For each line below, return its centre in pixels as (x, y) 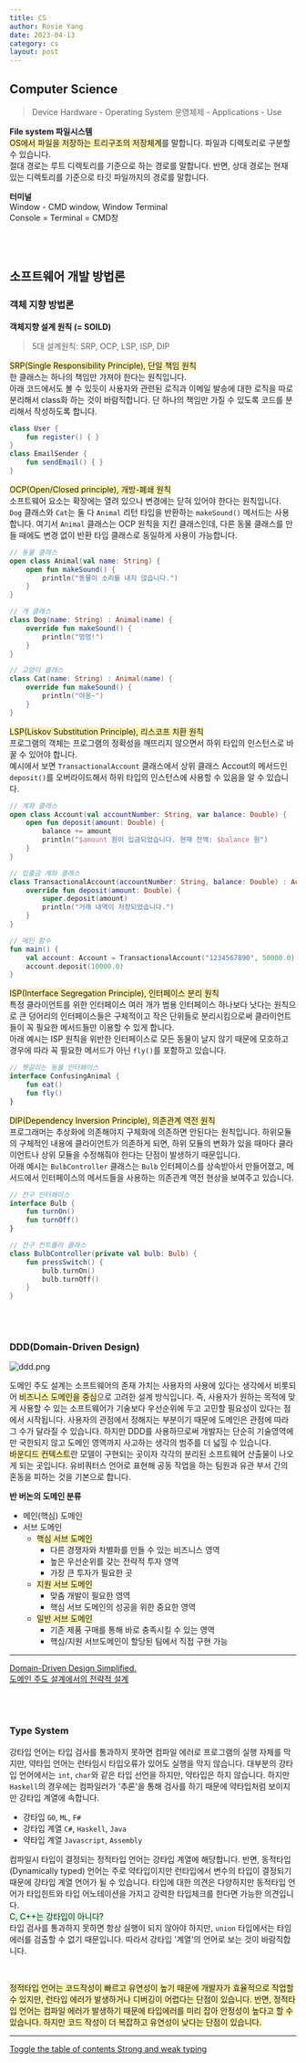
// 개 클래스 (31, 612)
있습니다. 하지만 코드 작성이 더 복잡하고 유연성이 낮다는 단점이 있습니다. (136, 2022)
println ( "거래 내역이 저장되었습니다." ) (108, 907)
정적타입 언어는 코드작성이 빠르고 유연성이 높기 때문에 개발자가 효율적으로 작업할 (152, 1987)
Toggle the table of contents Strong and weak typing (108, 2048)
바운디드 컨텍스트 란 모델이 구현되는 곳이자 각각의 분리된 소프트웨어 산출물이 (143, 1455)
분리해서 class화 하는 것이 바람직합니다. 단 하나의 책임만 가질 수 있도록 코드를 (147, 399)
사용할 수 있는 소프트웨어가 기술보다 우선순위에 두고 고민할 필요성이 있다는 (150, 1409)
